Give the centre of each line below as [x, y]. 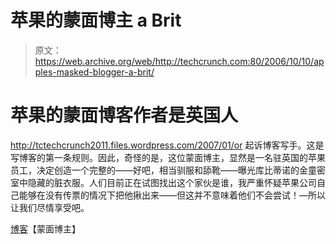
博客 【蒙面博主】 [45, 228]
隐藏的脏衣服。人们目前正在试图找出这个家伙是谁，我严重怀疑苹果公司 [172, 182]
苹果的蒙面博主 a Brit [96, 20]
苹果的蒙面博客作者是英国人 [124, 115]
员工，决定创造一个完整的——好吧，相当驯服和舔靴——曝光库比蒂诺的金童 [163, 170]
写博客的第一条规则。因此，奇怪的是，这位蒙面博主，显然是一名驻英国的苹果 [168, 157]
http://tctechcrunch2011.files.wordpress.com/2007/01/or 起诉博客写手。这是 [167, 145]
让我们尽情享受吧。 [50, 207]
